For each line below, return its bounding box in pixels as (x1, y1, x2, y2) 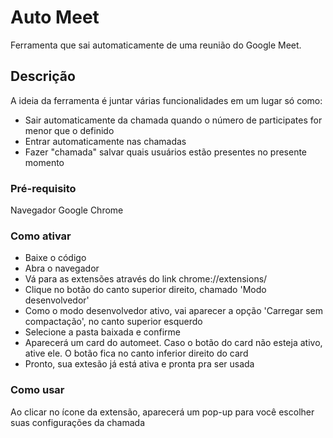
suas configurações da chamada (10, 416, 146, 428)
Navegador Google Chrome (10, 204, 124, 216)
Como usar (10, 383, 65, 397)
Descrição (10, 68, 76, 85)
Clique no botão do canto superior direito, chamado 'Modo (24, 284, 267, 296)
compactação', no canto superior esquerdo (24, 316, 203, 328)
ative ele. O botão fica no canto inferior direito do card (24, 347, 249, 360)
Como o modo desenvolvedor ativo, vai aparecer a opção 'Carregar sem (24, 305, 323, 317)
